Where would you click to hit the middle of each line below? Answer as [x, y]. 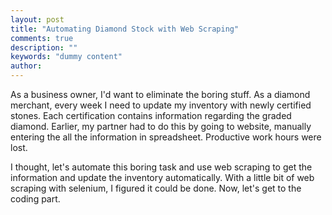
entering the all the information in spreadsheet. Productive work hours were [166, 137]
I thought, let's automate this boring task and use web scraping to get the [161, 167]
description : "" [44, 47]
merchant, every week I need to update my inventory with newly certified [161, 105]
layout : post [37, 19]
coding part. [35, 199]
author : [26, 66]
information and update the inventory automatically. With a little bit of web [162, 177]
